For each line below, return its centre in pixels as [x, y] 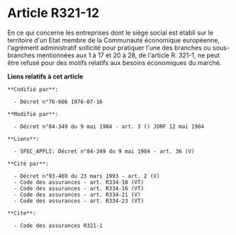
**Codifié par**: [33, 89]
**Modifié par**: [33, 114]
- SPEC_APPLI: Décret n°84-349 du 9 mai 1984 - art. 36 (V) [104, 151]
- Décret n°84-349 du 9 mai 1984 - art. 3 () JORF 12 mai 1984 [109, 126]
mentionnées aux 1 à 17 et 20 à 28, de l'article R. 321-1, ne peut [128, 55]
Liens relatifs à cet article [45, 76]
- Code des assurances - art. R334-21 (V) [77, 195]
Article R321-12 [54, 13]
